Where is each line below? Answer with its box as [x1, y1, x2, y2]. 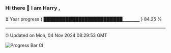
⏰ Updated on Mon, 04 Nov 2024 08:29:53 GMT [5, 32, 108, 38]
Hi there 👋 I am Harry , [5, 4, 61, 11]
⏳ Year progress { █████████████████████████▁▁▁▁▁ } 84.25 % [5, 16, 162, 22]
